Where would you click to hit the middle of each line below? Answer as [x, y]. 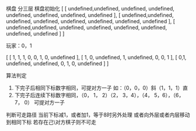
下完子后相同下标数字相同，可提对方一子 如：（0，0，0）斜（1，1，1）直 [101, 88]
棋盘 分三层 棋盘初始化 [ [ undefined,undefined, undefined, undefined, [90, 8]
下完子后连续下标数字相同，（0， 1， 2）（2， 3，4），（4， [83, 95]
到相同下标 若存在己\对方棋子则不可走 [51, 122]
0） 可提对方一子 [45, 102]
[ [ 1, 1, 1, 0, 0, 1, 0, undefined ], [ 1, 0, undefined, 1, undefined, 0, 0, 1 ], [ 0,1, [96, 57]
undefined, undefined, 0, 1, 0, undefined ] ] [57, 63]
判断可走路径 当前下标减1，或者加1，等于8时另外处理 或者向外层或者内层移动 [98, 115]
